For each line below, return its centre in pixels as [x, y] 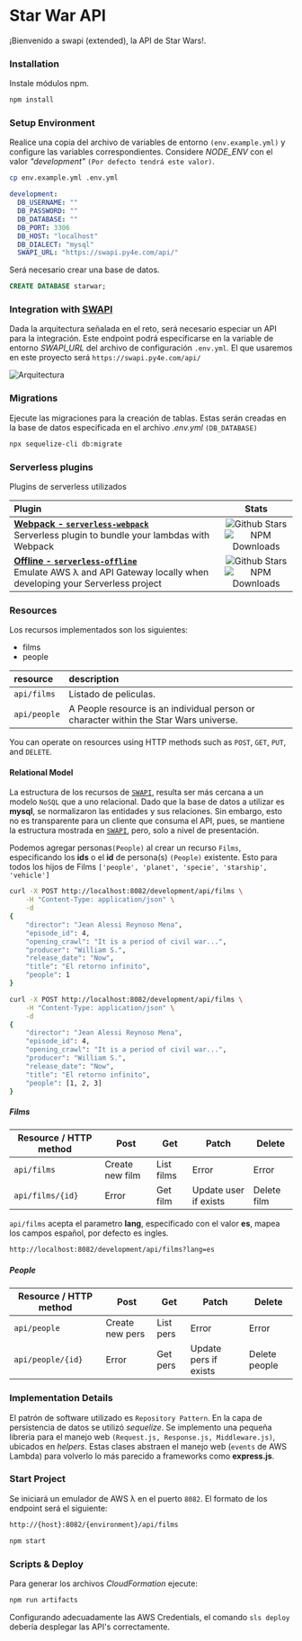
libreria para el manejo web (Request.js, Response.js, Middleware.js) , [142, 1437]
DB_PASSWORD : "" [48, 211]
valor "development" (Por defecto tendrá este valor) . [112, 162]
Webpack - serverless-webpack [81, 524]
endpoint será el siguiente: [58, 1508]
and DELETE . [31, 752]
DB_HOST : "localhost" [58, 236]
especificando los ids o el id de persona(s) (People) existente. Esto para [143, 857]
